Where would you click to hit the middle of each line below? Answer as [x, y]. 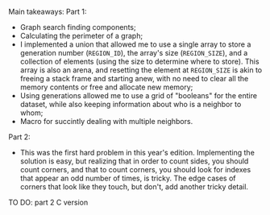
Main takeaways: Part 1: [48, 12]
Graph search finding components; [78, 27]
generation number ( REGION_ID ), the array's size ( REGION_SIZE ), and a [134, 53]
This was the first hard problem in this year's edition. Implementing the [137, 153]
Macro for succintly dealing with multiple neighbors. [106, 121]
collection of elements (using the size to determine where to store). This [139, 61]
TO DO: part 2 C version [48, 202]
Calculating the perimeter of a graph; [81, 36]
